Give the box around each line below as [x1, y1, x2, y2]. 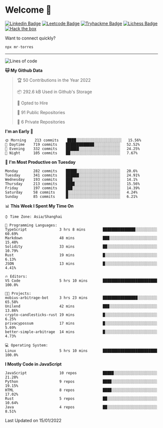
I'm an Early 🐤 [5, 128, 33, 134]
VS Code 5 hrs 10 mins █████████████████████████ [5, 278, 158, 283]
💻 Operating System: [5, 343, 49, 348]
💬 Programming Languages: [5, 223, 57, 228]
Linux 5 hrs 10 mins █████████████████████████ [5, 348, 158, 353]
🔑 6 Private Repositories [16, 119, 65, 125]
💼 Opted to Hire [16, 100, 49, 106]
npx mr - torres [5, 44, 34, 49]
